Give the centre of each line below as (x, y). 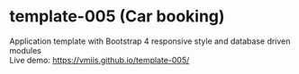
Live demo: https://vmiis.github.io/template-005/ (100, 60)
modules (26, 50)
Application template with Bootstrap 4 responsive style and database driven (150, 41)
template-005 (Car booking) (117, 16)
